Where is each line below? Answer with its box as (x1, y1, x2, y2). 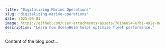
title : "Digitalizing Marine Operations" (5, 7, 91, 12)
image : (5, 20, 19, 26)
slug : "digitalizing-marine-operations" (5, 12, 89, 16)
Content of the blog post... (5, 38, 58, 44)
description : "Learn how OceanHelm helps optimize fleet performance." (5, 25, 155, 30)
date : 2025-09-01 (5, 16, 41, 21)
